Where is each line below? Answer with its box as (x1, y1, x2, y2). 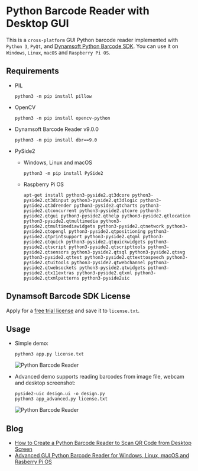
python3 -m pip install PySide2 (23, 170, 103, 176)
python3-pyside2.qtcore (79, 207, 138, 214)
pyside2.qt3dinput (23, 197, 69, 203)
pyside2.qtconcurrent (23, 207, 77, 214)
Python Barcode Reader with (6, 4, 150, 18)
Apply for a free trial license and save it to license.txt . (6, 307, 140, 314)
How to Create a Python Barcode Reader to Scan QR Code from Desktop (14, 440, 192, 447)
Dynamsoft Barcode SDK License (6, 291, 131, 302)
